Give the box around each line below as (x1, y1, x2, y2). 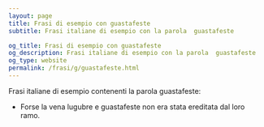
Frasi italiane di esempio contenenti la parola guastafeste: (8, 86, 201, 95)
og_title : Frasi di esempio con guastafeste (8, 41, 162, 49)
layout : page (8, 11, 53, 20)
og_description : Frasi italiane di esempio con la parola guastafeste (8, 49, 256, 57)
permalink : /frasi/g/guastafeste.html (8, 64, 140, 73)
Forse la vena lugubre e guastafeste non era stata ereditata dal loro (19, 102, 245, 112)
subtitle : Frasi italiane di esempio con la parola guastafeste (8, 27, 234, 35)
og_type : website (8, 57, 67, 65)
